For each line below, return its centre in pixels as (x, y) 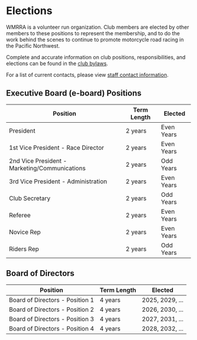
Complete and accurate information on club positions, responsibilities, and (96, 57)
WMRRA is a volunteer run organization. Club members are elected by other (98, 27)
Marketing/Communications (47, 168)
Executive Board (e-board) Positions (74, 93)
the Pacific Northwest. (33, 46)
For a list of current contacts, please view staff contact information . (87, 75)
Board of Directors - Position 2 (52, 309)
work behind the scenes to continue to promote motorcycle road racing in (95, 39)
